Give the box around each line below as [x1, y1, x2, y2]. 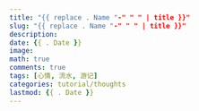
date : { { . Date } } [9, 38, 82, 47]
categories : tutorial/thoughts [9, 80, 126, 89]
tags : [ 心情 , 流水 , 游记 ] [9, 72, 99, 81]
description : [9, 30, 58, 38]
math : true [9, 55, 50, 64]
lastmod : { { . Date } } [9, 88, 94, 97]
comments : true [9, 64, 66, 73]
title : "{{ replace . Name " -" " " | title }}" [9, 13, 191, 22]
